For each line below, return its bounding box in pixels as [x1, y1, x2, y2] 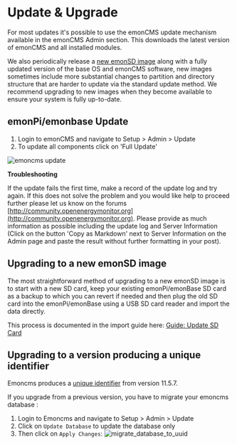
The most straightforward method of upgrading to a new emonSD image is [7, 276, 226, 285]
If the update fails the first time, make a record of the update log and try [7, 184, 218, 192]
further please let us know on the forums [7, 199, 127, 207]
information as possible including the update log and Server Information [7, 221, 218, 230]
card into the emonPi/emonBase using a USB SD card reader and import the [7, 299, 230, 308]
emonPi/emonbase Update [7, 116, 129, 128]
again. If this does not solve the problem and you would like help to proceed [7, 191, 230, 200]
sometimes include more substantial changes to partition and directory [7, 72, 215, 81]
